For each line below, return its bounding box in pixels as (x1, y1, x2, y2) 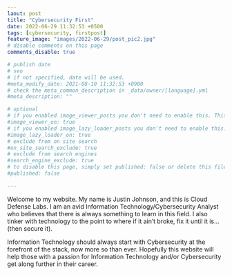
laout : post (7, 10, 41, 17)
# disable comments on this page (7, 42, 104, 49)
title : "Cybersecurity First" (7, 17, 95, 23)
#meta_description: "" (7, 93, 72, 100)
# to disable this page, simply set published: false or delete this (7, 164, 212, 171)
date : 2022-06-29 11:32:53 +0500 (7, 23, 104, 30)
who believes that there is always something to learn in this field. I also (7, 209, 209, 218)
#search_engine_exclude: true (7, 157, 95, 164)
